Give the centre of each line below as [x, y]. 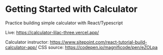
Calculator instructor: [27, 42]
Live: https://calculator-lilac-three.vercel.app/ [52, 32]
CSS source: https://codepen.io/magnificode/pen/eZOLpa [98, 47]
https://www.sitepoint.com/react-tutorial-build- [99, 42]
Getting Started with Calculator [71, 9]
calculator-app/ [21, 47]
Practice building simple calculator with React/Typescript [64, 23]
